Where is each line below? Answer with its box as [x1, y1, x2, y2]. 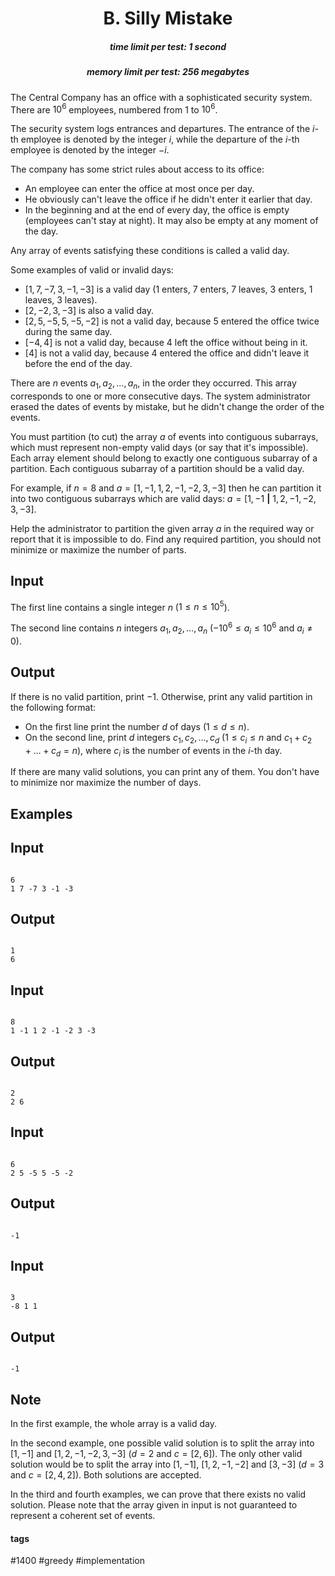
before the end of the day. [24, 358, 133, 370]
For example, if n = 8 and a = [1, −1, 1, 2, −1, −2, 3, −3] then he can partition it [10, 482, 322, 494]
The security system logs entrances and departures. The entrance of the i [10, 123, 315, 135]
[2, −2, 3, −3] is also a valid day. [24, 305, 154, 317]
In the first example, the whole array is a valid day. [10, 1418, 218, 1430]
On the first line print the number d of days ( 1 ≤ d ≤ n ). [24, 720, 250, 732]
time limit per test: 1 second [109, 40, 227, 52]
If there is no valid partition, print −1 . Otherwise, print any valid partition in [10, 690, 313, 702]
